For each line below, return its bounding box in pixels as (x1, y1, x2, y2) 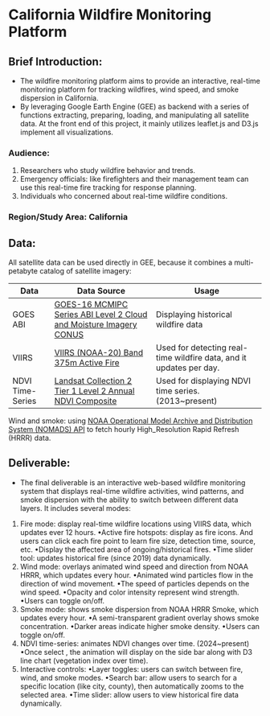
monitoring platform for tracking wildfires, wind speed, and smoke (19, 84, 239, 94)
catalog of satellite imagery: (39, 266, 132, 276)
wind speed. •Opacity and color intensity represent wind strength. (19, 587, 239, 597)
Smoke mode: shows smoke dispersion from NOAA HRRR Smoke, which (19, 604, 260, 614)
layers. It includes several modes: (19, 503, 131, 512)
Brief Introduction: (8, 55, 103, 68)
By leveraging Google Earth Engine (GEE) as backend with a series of (19, 102, 249, 111)
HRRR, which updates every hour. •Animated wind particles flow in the (19, 570, 254, 580)
